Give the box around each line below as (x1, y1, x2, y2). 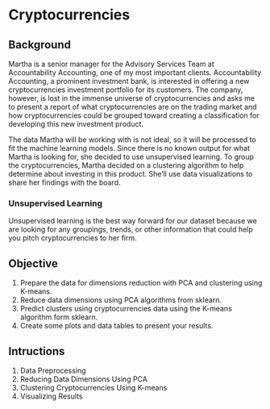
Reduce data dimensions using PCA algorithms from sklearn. (19, 295, 222, 305)
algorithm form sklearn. (19, 312, 98, 322)
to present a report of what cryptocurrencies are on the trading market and (8, 102, 257, 111)
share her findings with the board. (8, 177, 121, 187)
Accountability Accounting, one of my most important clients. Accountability (8, 68, 262, 77)
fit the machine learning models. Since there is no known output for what (8, 144, 251, 152)
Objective (8, 257, 59, 270)
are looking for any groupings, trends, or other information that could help (8, 224, 254, 235)
